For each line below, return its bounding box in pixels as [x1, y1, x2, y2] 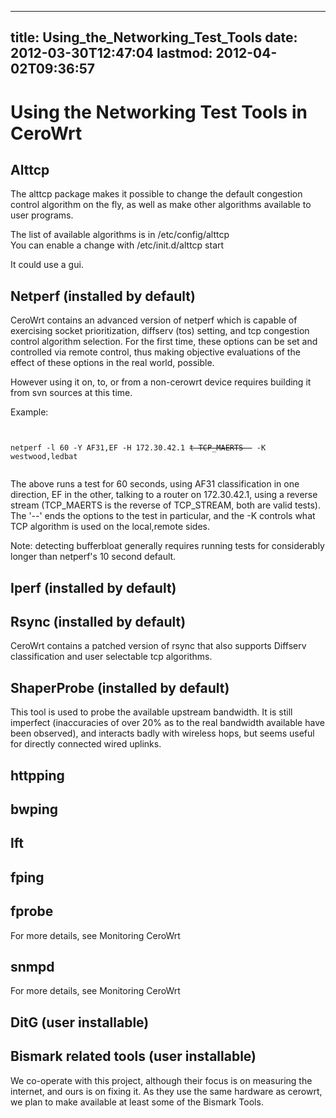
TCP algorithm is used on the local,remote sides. [10, 521, 210, 533]
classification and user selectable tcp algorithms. [10, 651, 213, 663]
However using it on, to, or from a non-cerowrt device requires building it [10, 376, 312, 388]
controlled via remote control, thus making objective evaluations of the [10, 346, 301, 358]
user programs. [10, 209, 74, 221]
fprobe [10, 903, 54, 920]
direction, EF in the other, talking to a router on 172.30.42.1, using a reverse [10, 489, 318, 501]
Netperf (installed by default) [10, 287, 196, 305]
